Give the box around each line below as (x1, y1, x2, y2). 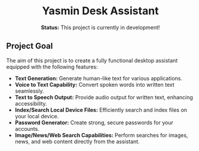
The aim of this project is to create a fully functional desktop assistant (6, 56, 178, 64)
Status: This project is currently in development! (41, 24, 160, 31)
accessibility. (14, 100, 47, 107)
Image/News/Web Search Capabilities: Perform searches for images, (14, 131, 188, 139)
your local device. (14, 112, 59, 119)
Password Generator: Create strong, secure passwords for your (14, 119, 173, 126)
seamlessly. (14, 87, 44, 95)
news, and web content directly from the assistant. (14, 138, 140, 145)
